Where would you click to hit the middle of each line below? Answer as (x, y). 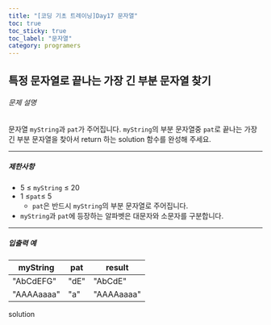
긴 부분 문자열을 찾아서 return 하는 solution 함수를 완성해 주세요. (110, 139)
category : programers (45, 46)
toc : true (25, 23)
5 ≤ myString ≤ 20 (50, 187)
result (117, 267)
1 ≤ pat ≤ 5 (36, 196)
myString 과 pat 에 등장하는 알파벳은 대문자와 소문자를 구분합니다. (122, 215)
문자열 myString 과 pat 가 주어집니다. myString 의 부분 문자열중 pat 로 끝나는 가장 (133, 129)
